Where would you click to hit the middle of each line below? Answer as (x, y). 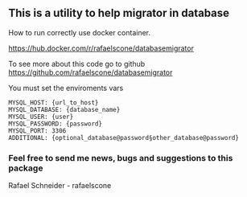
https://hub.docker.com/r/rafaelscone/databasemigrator (101, 48)
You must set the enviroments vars (66, 88)
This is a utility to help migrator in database (119, 13)
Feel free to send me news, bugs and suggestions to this (121, 158)
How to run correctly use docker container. (80, 32)
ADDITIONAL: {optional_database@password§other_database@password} (124, 137)
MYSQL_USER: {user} (41, 117)
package (26, 168)
